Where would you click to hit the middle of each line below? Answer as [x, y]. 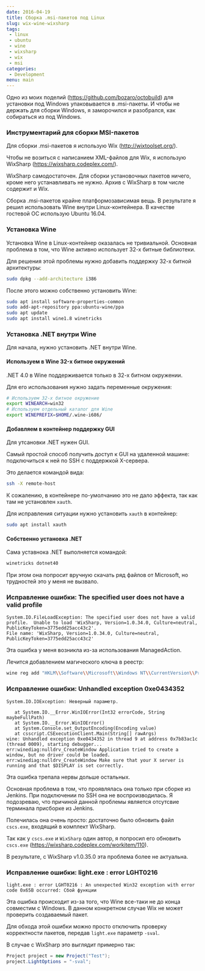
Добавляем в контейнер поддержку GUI [60, 429]
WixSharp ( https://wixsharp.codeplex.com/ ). [62, 164]
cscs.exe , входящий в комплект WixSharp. [61, 826]
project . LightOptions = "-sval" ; [49, 961]
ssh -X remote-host [31, 484]
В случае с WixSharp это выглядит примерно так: [71, 944]
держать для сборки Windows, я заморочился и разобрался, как [91, 110]
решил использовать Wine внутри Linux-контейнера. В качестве [91, 207]
